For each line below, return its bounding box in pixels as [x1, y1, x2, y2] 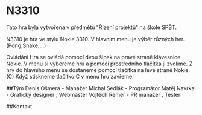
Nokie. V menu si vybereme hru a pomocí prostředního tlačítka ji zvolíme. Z [6, 60, 193, 67]
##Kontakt [6, 102, 33, 110]
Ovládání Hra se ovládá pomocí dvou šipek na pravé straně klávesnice [6, 53, 181, 61]
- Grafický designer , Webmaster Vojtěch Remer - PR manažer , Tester [6, 91, 181, 98]
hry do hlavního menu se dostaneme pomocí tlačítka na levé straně [6, 66, 173, 73]
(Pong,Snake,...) [6, 42, 46, 49]
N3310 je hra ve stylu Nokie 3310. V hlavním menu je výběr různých [6, 35, 174, 42]
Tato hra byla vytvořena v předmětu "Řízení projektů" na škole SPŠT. [6, 24, 177, 31]
